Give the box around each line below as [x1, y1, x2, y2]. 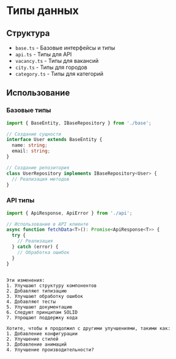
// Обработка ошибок [17, 249, 70, 255]
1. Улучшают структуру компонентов [6, 282, 97, 289]
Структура [6, 28, 50, 38]
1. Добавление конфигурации [6, 330, 78, 336]
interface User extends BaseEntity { [6, 137, 103, 143]
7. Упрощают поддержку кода [6, 314, 78, 321]
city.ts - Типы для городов [15, 63, 87, 71]
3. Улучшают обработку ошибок [6, 293, 84, 299]
